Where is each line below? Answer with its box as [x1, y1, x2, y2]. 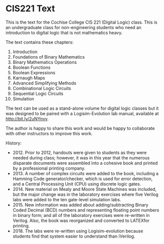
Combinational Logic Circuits [12, 85, 71, 91]
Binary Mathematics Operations [12, 59, 77, 65]
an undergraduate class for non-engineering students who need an [5, 24, 142, 30]
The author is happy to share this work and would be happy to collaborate [5, 125, 155, 131]
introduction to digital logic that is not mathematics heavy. [5, 30, 123, 35]
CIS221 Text [5, 3, 55, 14]
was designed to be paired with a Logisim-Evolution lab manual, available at [5, 110, 159, 116]
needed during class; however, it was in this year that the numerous [12, 154, 150, 160]
